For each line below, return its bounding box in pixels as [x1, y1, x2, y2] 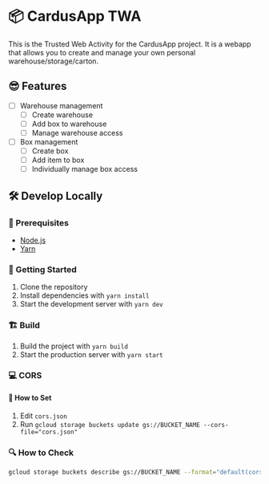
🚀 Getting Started [8, 263, 78, 275]
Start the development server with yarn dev [19, 299, 163, 309]
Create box [31, 146, 69, 156]
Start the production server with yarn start [19, 349, 163, 359]
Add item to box [31, 155, 85, 165]
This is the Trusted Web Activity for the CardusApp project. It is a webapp [8, 39, 251, 49]
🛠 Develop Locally [8, 189, 103, 202]
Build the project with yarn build [19, 341, 128, 351]
